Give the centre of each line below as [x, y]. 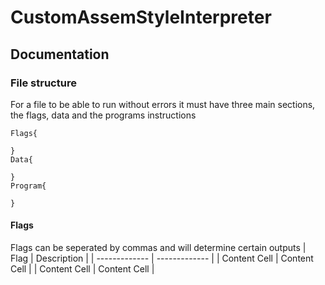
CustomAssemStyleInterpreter [141, 17]
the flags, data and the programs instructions [103, 115]
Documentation [60, 54]
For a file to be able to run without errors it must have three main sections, [163, 104]
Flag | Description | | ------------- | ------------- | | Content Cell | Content [162, 258]
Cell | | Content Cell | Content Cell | [82, 269]
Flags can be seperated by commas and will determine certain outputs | [158, 248]
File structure [43, 83]
